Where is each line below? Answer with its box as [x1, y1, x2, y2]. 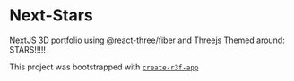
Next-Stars [9, 5, 94, 26]
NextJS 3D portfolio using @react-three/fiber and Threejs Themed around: [9, 35, 285, 45]
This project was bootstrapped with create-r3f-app [9, 61, 199, 72]
